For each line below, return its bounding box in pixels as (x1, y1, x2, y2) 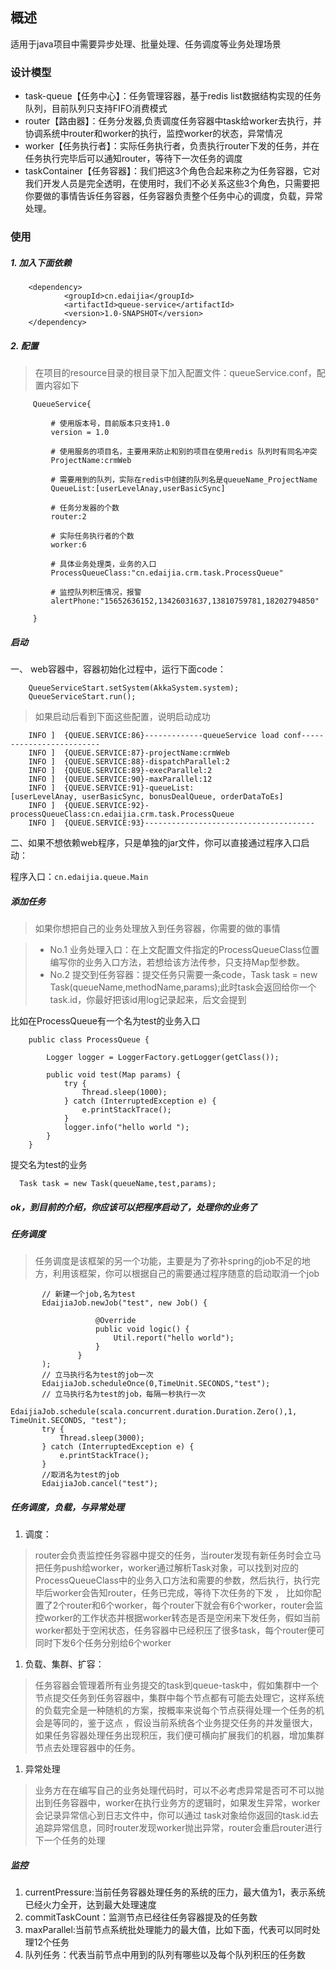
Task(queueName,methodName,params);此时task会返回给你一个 (49, 981, 317, 993)
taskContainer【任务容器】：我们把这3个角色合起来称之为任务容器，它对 (24, 165, 321, 177)
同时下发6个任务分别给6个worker (34, 1637, 172, 1649)
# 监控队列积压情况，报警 (50, 587, 142, 597)
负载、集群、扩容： (24, 1658, 105, 1670)
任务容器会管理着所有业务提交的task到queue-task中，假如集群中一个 (34, 1679, 319, 1692)
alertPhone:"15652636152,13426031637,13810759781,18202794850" (50, 596, 320, 606)
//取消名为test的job (41, 1470, 120, 1480)
